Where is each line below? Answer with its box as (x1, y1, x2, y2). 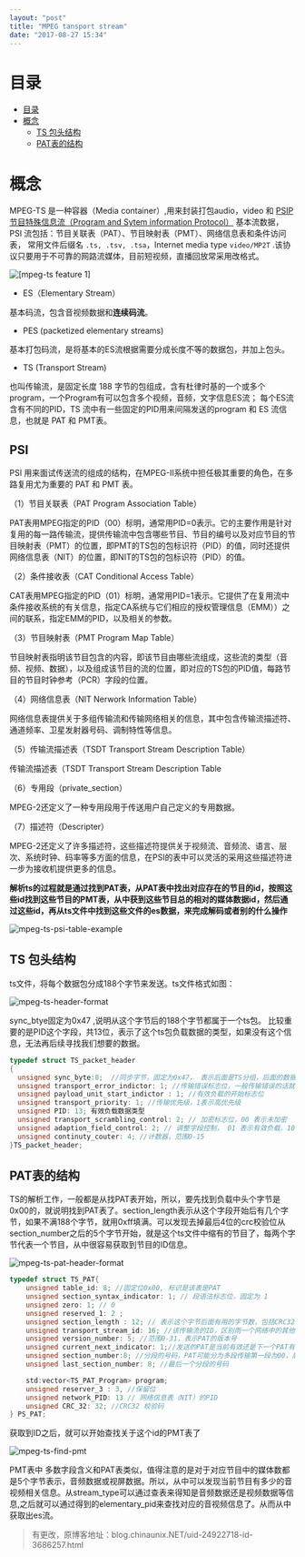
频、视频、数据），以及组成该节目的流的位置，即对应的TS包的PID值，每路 (9, 663, 283, 674)
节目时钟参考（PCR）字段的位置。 (25, 674, 153, 685)
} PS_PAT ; (9, 1410, 47, 1420)
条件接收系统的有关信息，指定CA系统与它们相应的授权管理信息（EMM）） (9, 602, 283, 612)
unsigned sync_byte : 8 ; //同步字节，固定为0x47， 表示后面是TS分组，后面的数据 (17, 1073, 297, 1082)
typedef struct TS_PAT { (9, 1275, 100, 1284)
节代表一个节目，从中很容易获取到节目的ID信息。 (9, 1239, 192, 1250)
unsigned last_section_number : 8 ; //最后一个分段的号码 (25, 1360, 230, 1370)
